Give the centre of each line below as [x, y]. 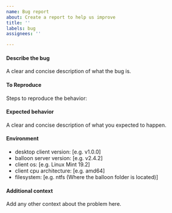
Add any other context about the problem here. [64, 204]
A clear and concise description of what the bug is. [69, 71]
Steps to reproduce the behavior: [47, 98]
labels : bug [21, 28]
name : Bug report [28, 12]
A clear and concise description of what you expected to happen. [86, 125]
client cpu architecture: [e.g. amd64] [60, 171]
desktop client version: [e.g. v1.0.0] [58, 152]
